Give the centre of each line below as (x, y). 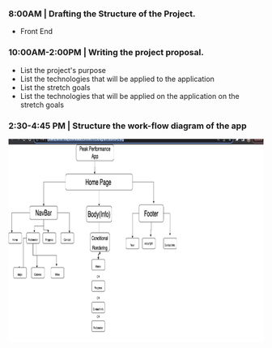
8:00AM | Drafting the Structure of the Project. (102, 14)
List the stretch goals (55, 87)
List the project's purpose (63, 70)
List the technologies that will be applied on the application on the (130, 96)
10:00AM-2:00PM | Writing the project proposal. (106, 53)
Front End (36, 32)
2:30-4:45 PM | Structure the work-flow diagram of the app (127, 126)
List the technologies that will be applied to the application (117, 79)
